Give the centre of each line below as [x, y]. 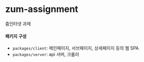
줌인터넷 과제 [18, 23]
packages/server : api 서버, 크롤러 [46, 54]
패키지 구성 [16, 36]
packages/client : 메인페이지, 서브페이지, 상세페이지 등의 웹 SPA [76, 48]
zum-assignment [42, 9]
